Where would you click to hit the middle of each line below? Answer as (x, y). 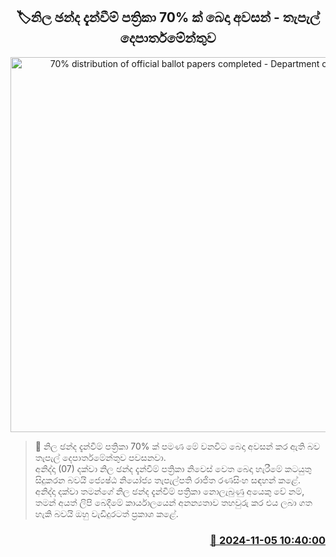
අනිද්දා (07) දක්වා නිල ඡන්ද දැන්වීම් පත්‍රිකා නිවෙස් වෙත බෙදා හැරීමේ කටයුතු (173, 468)
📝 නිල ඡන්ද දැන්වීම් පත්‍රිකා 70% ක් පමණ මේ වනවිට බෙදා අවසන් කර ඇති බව (177, 446)
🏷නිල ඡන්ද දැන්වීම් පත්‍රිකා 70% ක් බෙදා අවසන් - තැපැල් (168, 17)
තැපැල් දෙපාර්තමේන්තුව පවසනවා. (100, 457)
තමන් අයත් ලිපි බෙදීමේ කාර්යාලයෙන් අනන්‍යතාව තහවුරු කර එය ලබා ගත (173, 502)
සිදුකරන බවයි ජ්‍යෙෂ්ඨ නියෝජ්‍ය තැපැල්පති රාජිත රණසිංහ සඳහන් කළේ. (167, 480)
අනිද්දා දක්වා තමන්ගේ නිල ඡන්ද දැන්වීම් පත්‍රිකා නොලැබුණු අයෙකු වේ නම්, (169, 491)
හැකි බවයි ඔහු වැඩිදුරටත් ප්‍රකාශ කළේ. (106, 513)
